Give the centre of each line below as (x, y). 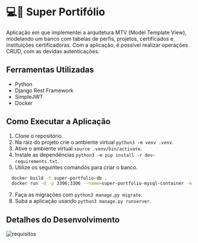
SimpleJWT (29, 96)
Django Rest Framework (44, 90)
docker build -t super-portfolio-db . (60, 178)
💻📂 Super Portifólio (56, 12)
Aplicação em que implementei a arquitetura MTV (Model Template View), (96, 32)
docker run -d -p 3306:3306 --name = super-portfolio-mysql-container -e (102, 184)
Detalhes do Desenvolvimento (63, 220)
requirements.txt (36, 161)
